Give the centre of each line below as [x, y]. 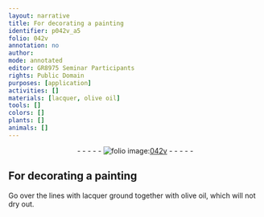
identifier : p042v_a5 [45, 31]
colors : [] [27, 113]
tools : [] [25, 105]
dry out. [21, 204]
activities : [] [34, 90]
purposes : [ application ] [50, 83]
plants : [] [27, 121]
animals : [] [28, 128]
